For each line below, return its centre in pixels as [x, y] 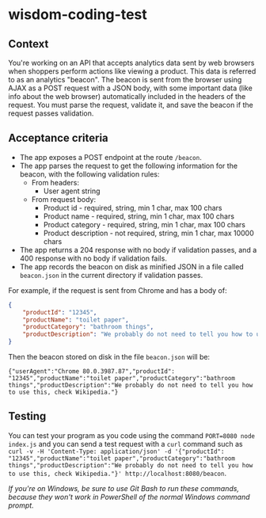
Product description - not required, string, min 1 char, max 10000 [149, 233]
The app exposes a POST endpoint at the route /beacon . [110, 157]
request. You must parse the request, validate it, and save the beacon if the [131, 105]
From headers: [55, 182]
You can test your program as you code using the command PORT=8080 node [132, 435]
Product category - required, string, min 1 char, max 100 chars [144, 224]
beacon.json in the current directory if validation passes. [111, 275]
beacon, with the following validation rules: [89, 174]
